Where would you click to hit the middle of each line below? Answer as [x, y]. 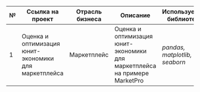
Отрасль [89, 11]
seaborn [174, 62]
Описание [135, 15]
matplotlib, [177, 55]
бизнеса [89, 19]
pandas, [174, 47]
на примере [132, 73]
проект [43, 19]
